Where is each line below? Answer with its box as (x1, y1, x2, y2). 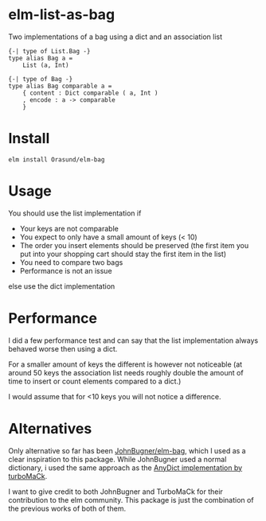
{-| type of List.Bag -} (8, 47, 91, 55)
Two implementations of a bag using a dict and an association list (8, 32, 223, 41)
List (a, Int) (22, 61, 69, 69)
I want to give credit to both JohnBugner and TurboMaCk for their (8, 487, 223, 496)
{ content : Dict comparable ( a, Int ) (22, 89, 158, 97)
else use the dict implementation (8, 281, 115, 291)
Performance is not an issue (19, 266, 113, 275)
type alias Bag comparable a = (8, 82, 112, 90)
